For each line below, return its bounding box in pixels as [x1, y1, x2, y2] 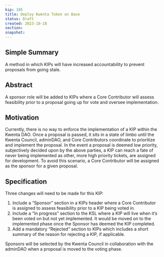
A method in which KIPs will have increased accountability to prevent [5, 61, 145, 67]
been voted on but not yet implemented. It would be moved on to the [12, 216, 151, 222]
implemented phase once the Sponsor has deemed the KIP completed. [12, 221, 156, 227]
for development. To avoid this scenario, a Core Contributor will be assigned [5, 158, 160, 164]
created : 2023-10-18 [5, 21, 48, 26]
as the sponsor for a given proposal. [5, 163, 79, 169]
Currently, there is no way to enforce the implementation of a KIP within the [5, 127, 157, 132]
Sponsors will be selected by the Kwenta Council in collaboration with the [5, 241, 154, 247]
